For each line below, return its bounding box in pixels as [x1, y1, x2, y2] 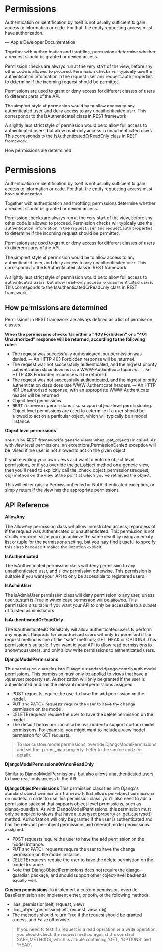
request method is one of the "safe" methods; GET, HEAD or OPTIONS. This [5, 636, 156, 642]
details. [16, 752, 32, 758]
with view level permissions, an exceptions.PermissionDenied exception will [5, 442, 156, 448]
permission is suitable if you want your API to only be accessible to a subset [5, 602, 157, 608]
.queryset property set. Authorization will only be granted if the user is [5, 676, 145, 682]
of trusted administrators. [5, 607, 56, 613]
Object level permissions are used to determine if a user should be [12, 407, 145, 414]
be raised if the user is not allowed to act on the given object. [5, 447, 127, 453]
